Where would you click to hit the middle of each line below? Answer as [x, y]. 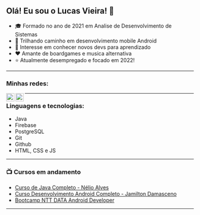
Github [23, 145]
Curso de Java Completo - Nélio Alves [62, 187]
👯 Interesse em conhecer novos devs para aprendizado [82, 47]
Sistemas [26, 34]
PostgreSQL [29, 131]
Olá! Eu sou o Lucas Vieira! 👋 [60, 11]
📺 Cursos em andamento [44, 172]
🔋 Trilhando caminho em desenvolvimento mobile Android [86, 41]
